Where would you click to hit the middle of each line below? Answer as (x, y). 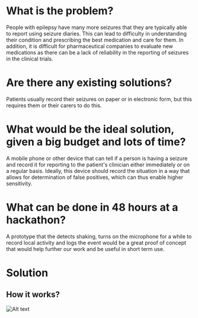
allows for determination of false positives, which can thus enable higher (95, 177)
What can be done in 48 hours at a (92, 207)
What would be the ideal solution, (90, 129)
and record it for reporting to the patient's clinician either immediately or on (98, 165)
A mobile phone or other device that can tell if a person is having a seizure (97, 158)
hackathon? (36, 220)
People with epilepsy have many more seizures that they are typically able (97, 27)
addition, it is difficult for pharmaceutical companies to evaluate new (90, 46)
